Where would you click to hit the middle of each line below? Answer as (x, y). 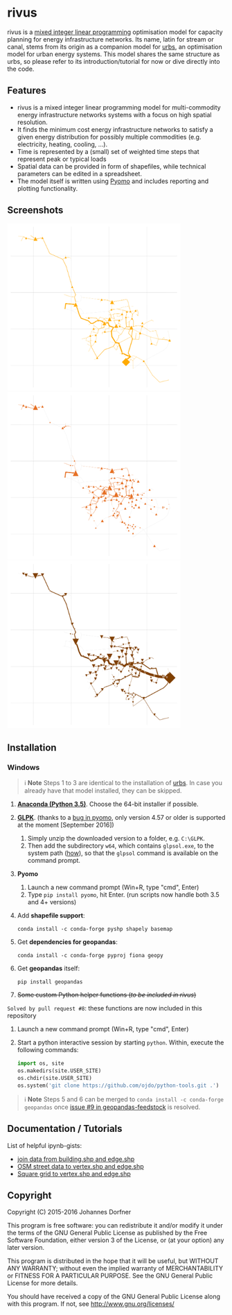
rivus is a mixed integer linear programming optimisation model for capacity (115, 32)
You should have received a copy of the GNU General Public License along (114, 1297)
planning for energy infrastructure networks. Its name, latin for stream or (110, 39)
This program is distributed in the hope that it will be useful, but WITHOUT (113, 1261)
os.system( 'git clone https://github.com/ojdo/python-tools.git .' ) (118, 1085)
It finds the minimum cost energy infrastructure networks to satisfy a (115, 129)
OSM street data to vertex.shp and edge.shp (80, 1166)
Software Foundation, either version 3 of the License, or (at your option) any (116, 1240)
